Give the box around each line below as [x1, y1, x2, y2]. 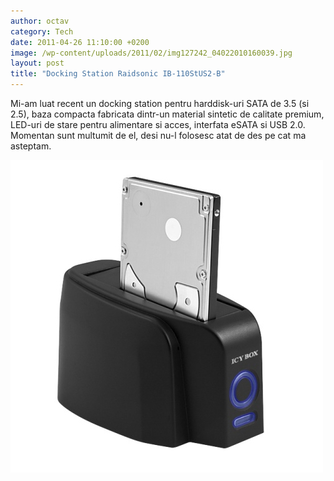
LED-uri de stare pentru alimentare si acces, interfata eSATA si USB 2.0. [10, 119, 306, 130]
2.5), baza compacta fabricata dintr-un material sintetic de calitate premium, [10, 108, 325, 120]
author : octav [10, 16, 70, 26]
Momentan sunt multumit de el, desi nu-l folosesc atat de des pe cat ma [10, 130, 307, 141]
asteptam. [10, 140, 52, 152]
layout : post [10, 58, 65, 69]
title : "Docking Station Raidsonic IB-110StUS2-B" [10, 69, 226, 79]
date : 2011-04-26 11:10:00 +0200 [10, 37, 150, 47]
